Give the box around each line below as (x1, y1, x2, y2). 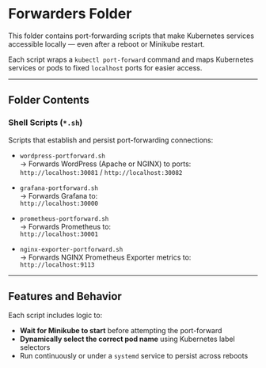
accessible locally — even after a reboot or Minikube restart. (8, 39, 205, 48)
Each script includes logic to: (8, 310, 103, 321)
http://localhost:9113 (19, 260, 95, 269)
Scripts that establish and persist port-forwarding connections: (8, 135, 214, 145)
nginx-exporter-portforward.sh (19, 245, 123, 253)
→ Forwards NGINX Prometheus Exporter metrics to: (19, 252, 192, 262)
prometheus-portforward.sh (19, 214, 109, 222)
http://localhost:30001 (19, 230, 99, 238)
